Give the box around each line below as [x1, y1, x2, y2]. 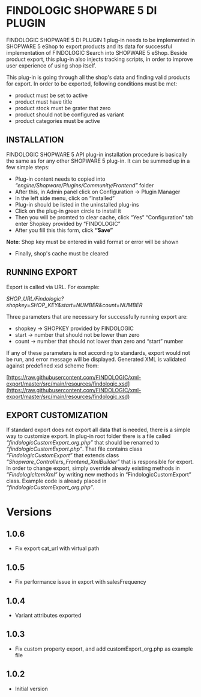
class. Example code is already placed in [6, 477, 107, 485]
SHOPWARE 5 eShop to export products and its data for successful [6, 43, 173, 50]
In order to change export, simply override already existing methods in [6, 464, 180, 472]
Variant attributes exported [14, 612, 82, 619]
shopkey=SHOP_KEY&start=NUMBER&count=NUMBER [6, 301, 143, 308]
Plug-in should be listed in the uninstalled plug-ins [14, 201, 139, 208]
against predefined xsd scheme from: [6, 362, 99, 369]
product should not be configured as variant [14, 111, 124, 118]
